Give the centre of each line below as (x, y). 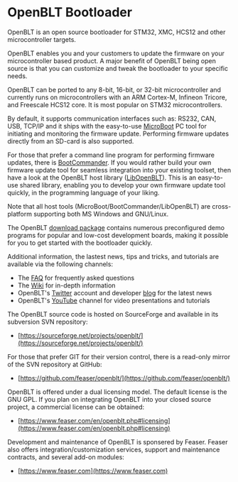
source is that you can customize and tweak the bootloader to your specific (118, 68)
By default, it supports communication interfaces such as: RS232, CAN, (112, 119)
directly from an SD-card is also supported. (71, 141)
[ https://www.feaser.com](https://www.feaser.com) (93, 471)
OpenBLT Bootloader (70, 12)
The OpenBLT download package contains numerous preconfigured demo (116, 227)
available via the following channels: (60, 264)
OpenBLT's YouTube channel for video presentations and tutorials (114, 300)
